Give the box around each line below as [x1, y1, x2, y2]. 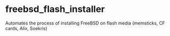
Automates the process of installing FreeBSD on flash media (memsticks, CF [5, 20, 165, 26]
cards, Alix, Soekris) [5, 25, 47, 31]
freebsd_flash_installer [5, 3, 105, 15]
